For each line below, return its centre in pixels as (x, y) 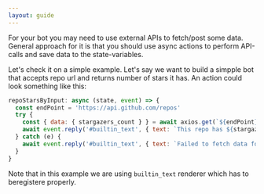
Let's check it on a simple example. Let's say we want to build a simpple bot (131, 69)
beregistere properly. (42, 181)
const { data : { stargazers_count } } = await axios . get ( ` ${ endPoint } (140, 122)
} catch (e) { (38, 137)
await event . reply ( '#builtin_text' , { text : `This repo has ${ (128, 130)
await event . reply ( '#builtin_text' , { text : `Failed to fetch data (135, 144)
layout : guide (31, 15)
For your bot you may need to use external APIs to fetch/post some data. (126, 38)
